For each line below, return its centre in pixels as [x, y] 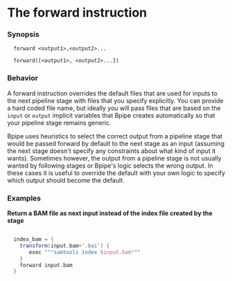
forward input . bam [46, 265]
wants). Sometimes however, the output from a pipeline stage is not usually [114, 158]
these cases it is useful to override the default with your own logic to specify [116, 173]
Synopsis [23, 35]
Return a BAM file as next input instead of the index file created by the [110, 213]
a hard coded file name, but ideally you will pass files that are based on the [114, 108]
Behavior [23, 78]
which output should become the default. [66, 180]
